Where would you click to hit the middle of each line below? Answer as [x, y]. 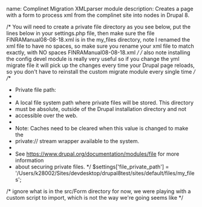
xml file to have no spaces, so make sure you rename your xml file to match [100, 46]
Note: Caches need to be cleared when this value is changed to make [102, 128]
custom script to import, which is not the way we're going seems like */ [95, 198]
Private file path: [35, 90]
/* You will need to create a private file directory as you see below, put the [99, 27]
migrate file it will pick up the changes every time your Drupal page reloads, [100, 65]
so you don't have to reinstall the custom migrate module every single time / [101, 72]
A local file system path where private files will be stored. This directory [104, 103]
